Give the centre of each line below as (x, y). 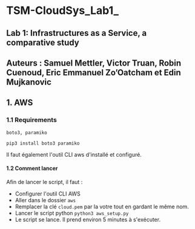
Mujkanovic (29, 82)
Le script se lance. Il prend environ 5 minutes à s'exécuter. (88, 219)
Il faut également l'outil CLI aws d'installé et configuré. (74, 154)
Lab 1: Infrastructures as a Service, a (77, 33)
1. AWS (20, 103)
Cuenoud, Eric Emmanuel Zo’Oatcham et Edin (94, 73)
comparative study (43, 42)
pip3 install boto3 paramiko (43, 143)
